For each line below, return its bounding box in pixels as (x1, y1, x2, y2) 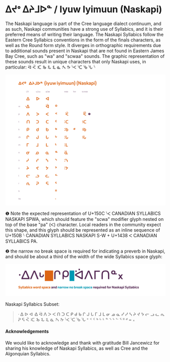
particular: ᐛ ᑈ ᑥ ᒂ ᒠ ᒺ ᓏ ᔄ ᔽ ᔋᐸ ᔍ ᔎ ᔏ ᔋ (5, 64, 96, 70)
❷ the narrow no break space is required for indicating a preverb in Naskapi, (5, 248, 165, 254)
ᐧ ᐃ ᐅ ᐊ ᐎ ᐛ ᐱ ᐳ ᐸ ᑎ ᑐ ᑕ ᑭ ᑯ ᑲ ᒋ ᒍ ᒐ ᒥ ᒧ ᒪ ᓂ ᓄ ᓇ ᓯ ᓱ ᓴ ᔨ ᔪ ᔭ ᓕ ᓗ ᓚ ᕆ (17, 311, 165, 317)
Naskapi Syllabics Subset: (5, 301, 60, 307)
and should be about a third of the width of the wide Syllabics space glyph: (5, 254, 163, 260)
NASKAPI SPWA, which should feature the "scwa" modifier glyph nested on (5, 216, 164, 222)
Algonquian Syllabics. (5, 351, 51, 357)
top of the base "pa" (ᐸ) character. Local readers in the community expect (5, 221, 161, 228)
